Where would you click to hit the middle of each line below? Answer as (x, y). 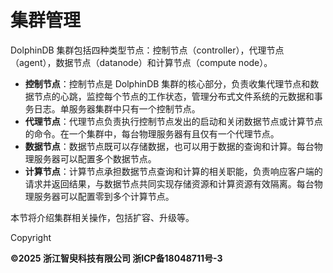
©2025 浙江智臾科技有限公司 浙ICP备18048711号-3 (116, 258)
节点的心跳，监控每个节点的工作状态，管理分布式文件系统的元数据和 (174, 96)
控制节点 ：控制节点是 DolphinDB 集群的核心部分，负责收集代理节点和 (167, 83)
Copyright (31, 237)
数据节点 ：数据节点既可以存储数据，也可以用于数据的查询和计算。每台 (169, 146)
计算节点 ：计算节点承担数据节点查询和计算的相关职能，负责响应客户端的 (173, 171)
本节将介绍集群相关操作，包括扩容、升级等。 (102, 217)
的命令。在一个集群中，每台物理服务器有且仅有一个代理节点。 (152, 133)
